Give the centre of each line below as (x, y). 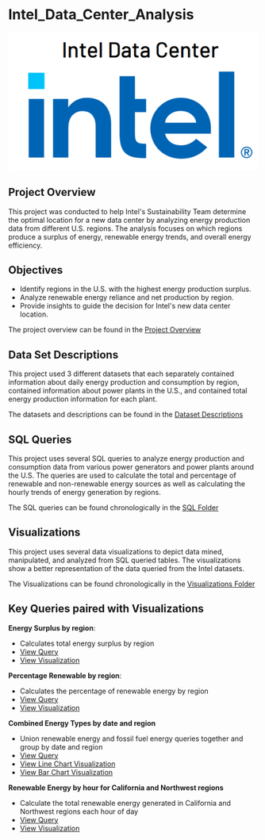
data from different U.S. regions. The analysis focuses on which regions (125, 228)
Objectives (36, 270)
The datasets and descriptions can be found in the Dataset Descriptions (126, 415)
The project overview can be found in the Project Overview (105, 330)
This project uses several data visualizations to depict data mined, (116, 551)
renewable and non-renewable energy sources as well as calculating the (127, 483)
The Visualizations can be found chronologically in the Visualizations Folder (132, 584)
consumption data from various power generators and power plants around (131, 466)
